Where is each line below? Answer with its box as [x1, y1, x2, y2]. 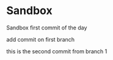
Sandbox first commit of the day [6, 24, 87, 31]
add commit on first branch [6, 36, 75, 43]
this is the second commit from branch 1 [6, 47, 108, 55]
